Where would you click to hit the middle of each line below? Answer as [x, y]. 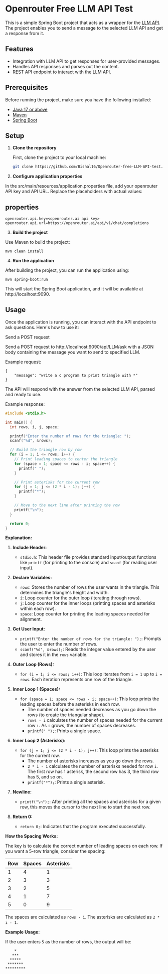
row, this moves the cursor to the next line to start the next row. [85, 807]
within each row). [38, 609]
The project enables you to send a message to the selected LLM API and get [84, 28]
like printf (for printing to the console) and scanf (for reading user [89, 563]
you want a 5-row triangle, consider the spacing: [55, 851]
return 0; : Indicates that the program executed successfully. [83, 827]
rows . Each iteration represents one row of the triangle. [76, 680]
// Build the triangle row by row [46, 450]
